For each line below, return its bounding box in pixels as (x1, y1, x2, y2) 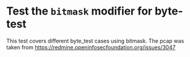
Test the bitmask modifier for (6, 4, 153, 18)
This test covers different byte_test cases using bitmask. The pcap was (6, 37, 185, 44)
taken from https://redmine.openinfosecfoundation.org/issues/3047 (6, 44, 176, 51)
